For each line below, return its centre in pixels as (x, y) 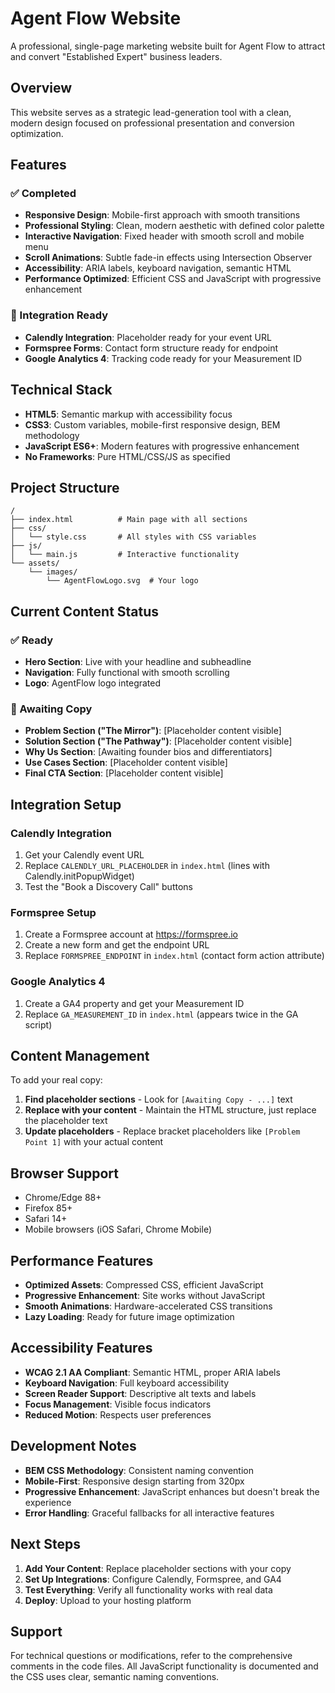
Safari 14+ (46, 1219)
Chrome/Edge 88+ (63, 1198)
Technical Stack (61, 390)
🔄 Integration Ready (59, 315)
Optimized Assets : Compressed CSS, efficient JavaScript (144, 1285)
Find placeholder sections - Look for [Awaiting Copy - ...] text (158, 1099)
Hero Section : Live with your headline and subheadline (138, 662)
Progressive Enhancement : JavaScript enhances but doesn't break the (172, 1491)
